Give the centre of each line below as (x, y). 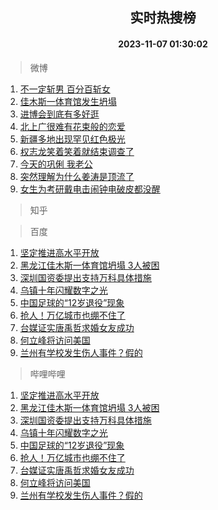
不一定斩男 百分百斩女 (65, 89)
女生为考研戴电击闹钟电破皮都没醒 (90, 189)
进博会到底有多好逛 (59, 114)
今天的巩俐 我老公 (56, 164)
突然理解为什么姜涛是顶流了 (77, 176)
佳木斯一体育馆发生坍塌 (68, 101)
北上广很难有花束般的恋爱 (72, 126)
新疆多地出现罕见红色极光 (72, 139)
